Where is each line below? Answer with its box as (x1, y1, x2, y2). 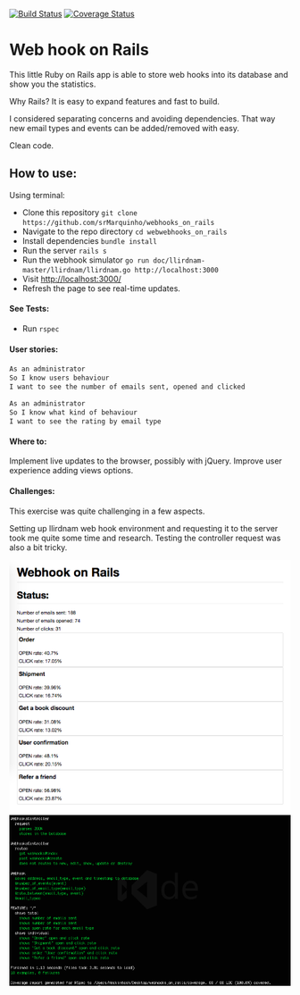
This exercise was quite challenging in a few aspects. (9, 506, 205, 516)
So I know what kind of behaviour (9, 408, 138, 417)
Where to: (9, 436, 47, 447)
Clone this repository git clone (21, 206, 138, 218)
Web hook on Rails (9, 40, 149, 60)
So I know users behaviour (9, 373, 110, 383)
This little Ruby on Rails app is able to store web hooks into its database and (9, 69, 288, 79)
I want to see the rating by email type (9, 417, 162, 426)
